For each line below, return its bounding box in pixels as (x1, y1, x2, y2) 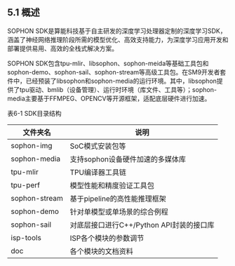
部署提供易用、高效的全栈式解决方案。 (7, 44, 118, 53)
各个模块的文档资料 (69, 246, 133, 256)
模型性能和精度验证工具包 (69, 180, 154, 190)
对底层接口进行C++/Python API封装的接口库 (69, 220, 215, 230)
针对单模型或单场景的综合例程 (69, 206, 168, 216)
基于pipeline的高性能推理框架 (69, 194, 166, 204)
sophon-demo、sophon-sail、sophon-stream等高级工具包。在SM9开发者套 (7, 67, 227, 76)
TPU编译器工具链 (69, 167, 127, 177)
